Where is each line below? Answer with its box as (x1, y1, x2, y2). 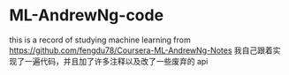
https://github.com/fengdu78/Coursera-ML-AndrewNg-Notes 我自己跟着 (9, 45, 274, 56)
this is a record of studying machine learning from (9, 34, 192, 45)
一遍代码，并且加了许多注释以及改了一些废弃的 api (24, 56, 209, 66)
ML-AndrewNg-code (9, 5, 164, 26)
